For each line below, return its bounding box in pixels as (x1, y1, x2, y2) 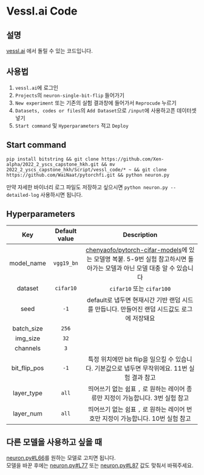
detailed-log (6, 192, 39, 198)
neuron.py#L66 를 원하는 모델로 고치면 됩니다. (6, 454, 116, 462)
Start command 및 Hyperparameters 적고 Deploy (15, 121, 129, 129)
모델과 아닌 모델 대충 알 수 (105, 264, 175, 273)
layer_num (13, 409, 42, 418)
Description (123, 231, 158, 239)
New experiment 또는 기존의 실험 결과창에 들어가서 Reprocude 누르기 (15, 99, 177, 106)
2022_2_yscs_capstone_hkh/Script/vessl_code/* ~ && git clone (6, 166, 167, 173)
